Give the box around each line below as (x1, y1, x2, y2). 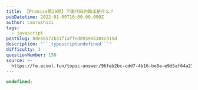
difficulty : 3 (6, 47, 41, 53)
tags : (6, 25, 19, 31)
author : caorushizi (6, 19, 54, 25)
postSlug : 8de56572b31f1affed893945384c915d (6, 36, 117, 41)
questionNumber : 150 (6, 52, 57, 58)
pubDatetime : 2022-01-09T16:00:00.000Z (6, 14, 104, 20)
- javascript (11, 30, 44, 36)
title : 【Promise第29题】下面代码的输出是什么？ (6, 8, 114, 15)
